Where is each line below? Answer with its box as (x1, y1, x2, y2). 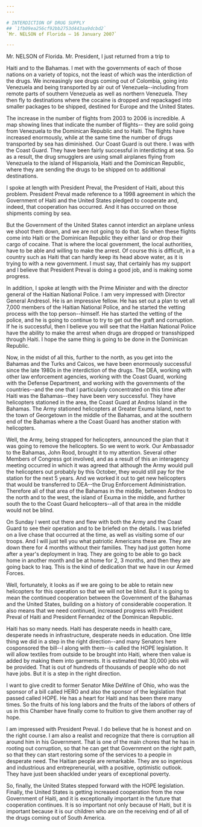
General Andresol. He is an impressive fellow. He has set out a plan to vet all (6, 297, 195, 305)
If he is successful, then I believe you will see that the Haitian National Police (6, 323, 197, 330)
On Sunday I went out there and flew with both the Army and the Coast (6, 519, 182, 526)
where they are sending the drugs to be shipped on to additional (6, 166, 166, 173)
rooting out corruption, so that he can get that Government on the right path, (6, 745, 196, 752)
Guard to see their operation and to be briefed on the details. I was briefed (6, 525, 191, 532)
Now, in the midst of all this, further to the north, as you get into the (6, 354, 173, 361)
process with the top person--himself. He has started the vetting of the (6, 310, 183, 318)
